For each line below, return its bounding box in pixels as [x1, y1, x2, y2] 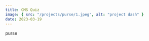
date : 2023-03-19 [5, 16, 42, 21]
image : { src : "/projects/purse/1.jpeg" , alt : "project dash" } [5, 12, 144, 17]
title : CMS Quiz [5, 7, 40, 12]
